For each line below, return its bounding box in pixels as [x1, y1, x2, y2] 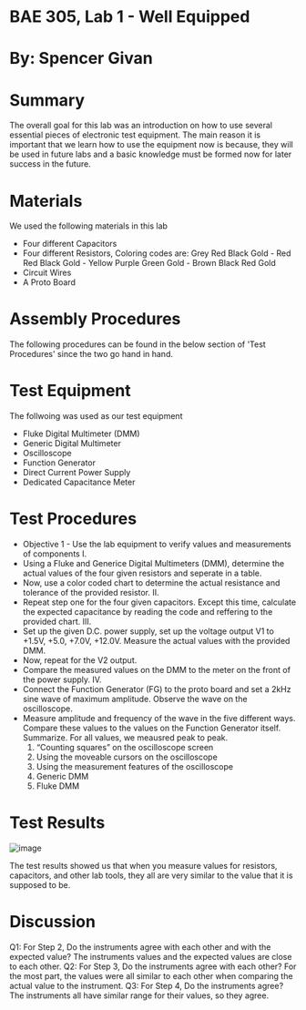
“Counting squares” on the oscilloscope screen [36, 742, 214, 753]
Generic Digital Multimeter [22, 438, 121, 449]
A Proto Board [22, 277, 76, 288]
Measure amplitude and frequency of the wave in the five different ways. [22, 713, 296, 724]
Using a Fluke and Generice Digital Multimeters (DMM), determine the [22, 558, 285, 569]
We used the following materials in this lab [9, 220, 168, 231]
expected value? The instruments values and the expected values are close [9, 951, 292, 962]
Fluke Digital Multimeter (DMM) [22, 428, 140, 439]
